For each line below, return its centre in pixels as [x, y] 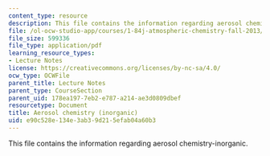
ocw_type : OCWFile [39, 76]
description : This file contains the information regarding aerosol [125, 23]
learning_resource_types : [51, 53]
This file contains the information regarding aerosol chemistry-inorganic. [128, 143]
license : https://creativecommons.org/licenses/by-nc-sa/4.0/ [115, 68]
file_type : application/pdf [55, 46]
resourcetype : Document [48, 105]
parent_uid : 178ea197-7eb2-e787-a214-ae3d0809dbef [95, 98]
